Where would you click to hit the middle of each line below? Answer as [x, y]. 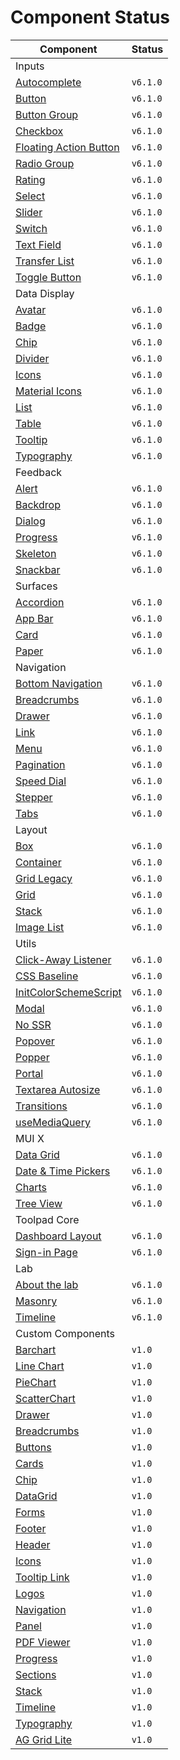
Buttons [33, 1447]
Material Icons [48, 391]
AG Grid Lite [44, 1739]
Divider [32, 358]
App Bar [34, 618]
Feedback [39, 472]
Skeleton [36, 553]
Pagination [40, 764]
